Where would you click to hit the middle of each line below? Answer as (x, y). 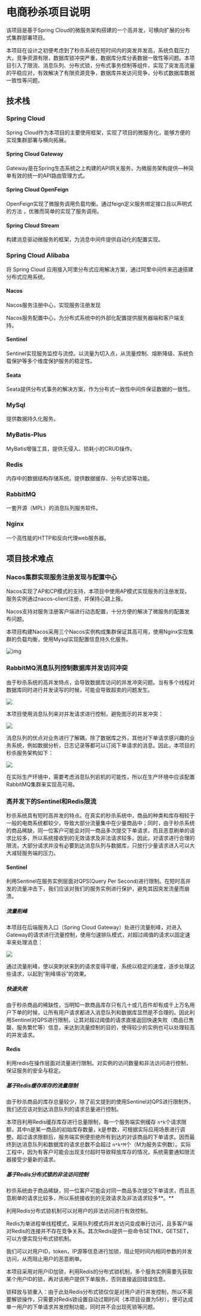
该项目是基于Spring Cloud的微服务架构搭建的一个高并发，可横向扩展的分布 (98, 30)
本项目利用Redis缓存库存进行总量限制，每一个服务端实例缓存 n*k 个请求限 (96, 1122)
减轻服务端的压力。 (35, 853)
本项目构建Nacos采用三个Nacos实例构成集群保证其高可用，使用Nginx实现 (97, 632)
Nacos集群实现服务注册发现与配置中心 (62, 577)
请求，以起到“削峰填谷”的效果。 (50, 974)
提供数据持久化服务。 (32, 419)
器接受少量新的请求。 (32, 1159)
